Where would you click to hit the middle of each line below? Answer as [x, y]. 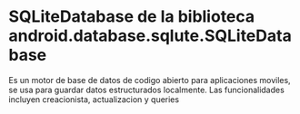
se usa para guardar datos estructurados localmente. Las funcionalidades [147, 90]
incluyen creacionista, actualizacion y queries [94, 99]
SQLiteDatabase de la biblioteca [132, 17]
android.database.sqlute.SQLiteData [150, 36]
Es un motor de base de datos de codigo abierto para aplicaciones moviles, [150, 80]
